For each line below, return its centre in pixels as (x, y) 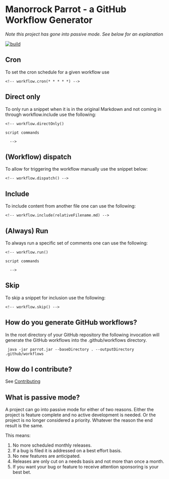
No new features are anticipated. (46, 456)
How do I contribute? (39, 369)
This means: (18, 435)
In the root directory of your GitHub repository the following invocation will (82, 335)
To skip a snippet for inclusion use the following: (55, 298)
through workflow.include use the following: (51, 114)
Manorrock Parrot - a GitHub (66, 9)
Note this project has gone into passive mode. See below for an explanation (84, 34)
